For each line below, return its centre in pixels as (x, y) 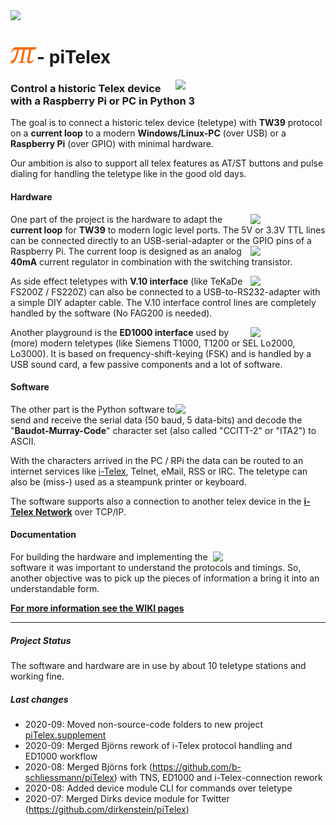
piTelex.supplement (65, 735)
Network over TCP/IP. (80, 511)
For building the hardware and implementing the (109, 557)
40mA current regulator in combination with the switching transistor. (151, 261)
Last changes (39, 699)
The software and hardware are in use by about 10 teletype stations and (158, 666)
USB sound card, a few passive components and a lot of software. (146, 364)
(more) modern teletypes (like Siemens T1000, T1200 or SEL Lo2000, (153, 343)
